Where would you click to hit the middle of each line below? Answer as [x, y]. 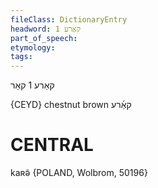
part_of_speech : [44, 38]
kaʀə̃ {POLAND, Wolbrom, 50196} [79, 173]
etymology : [33, 47]
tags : [21, 57]
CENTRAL [52, 145]
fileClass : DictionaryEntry [69, 19]
